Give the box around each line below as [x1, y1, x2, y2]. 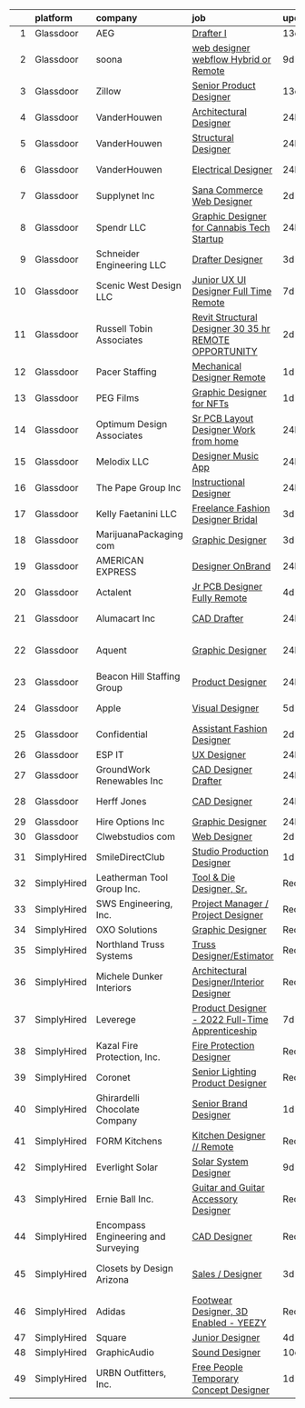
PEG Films [95, 392, 140, 404]
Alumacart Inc [95, 613, 156, 624]
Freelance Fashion [192, 502, 271, 514]
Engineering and [95, 1231, 166, 1243]
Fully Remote [192, 592, 248, 604]
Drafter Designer [192, 254, 263, 265]
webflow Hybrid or [192, 54, 271, 65]
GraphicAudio [95, 1346, 154, 1358]
